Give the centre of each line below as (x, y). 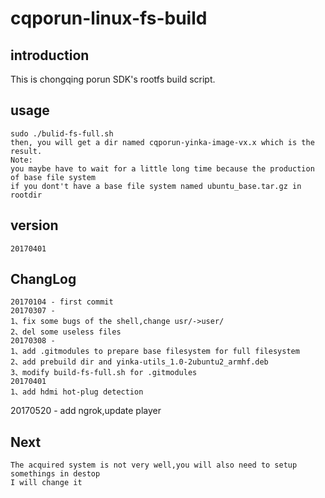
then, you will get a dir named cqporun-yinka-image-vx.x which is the (162, 142)
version (34, 225)
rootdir (26, 195)
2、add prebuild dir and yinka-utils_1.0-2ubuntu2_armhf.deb (139, 362)
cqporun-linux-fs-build (109, 18)
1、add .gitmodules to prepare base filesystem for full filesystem (155, 352)
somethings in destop (55, 474)
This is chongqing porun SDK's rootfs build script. (113, 79)
